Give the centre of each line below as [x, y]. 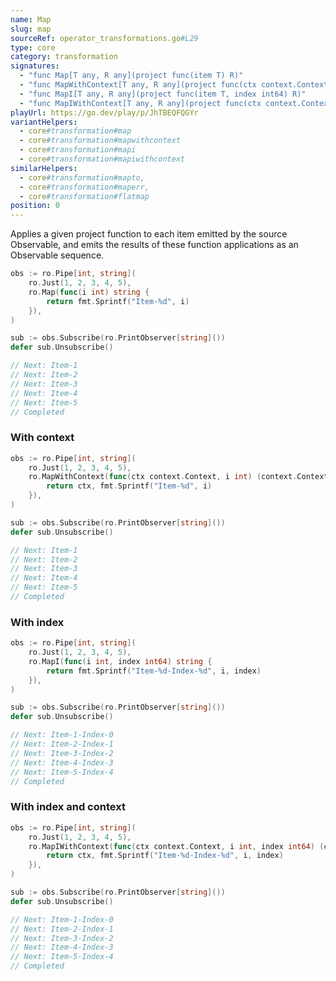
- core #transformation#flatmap [84, 196]
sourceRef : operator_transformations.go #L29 [104, 38]
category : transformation [64, 57]
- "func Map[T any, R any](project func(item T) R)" [131, 76]
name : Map [31, 19]
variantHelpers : [44, 122]
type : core [33, 47]
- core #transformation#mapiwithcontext [102, 159]
